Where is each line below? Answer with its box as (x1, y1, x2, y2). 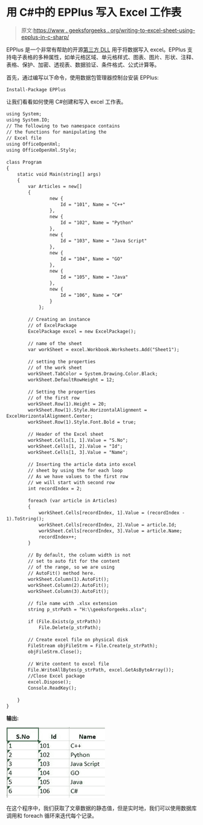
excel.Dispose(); (28, 679, 71, 685)
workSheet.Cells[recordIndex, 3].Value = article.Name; (38, 528, 182, 534)
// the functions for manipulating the (6, 129, 107, 135)
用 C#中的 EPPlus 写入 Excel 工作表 (6, 5, 182, 19)
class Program (6, 159, 42, 165)
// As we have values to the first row (28, 473, 129, 479)
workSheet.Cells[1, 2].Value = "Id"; (28, 443, 123, 449)
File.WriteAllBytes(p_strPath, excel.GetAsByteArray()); (28, 667, 174, 673)
